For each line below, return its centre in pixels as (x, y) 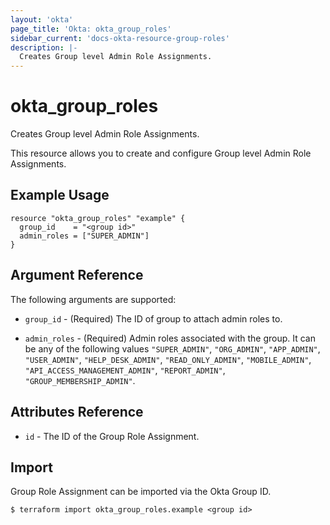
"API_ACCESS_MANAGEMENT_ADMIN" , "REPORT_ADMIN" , (125, 370)
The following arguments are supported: (93, 299)
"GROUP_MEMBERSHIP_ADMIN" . (80, 380)
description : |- (44, 47)
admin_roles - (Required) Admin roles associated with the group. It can (170, 338)
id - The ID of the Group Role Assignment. (112, 436)
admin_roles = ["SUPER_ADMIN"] (84, 236)
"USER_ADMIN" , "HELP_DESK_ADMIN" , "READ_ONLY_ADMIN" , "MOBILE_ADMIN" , (168, 359)
